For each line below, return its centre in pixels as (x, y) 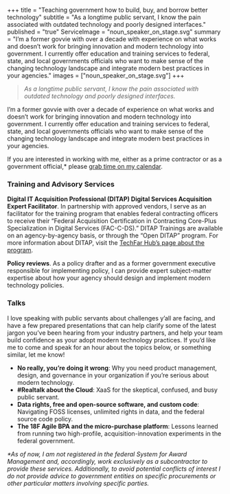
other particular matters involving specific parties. (78, 483)
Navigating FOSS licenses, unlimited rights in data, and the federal (111, 412)
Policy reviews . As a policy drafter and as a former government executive (112, 263)
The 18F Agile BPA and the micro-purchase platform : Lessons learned (117, 426)
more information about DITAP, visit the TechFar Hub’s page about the (106, 243)
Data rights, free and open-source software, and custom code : (108, 404)
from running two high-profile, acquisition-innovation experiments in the (119, 433)
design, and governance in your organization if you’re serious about (113, 375)
